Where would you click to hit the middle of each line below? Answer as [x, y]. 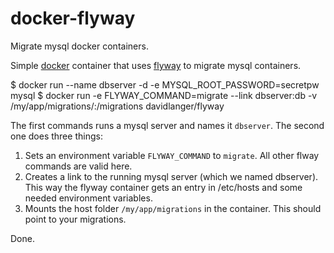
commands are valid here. [78, 166]
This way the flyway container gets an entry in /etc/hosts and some [163, 187]
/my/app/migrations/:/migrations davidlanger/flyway [117, 106]
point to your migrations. [75, 219]
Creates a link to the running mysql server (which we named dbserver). [171, 176]
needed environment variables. [88, 198]
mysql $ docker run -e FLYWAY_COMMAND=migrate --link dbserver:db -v [164, 95]
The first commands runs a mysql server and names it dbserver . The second [167, 125]
